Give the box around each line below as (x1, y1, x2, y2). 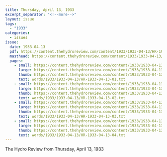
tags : (5, 21, 16, 26)
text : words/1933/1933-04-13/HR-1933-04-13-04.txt (18, 133, 126, 138)
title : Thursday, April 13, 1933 (5, 7, 75, 12)
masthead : (9, 53, 30, 59)
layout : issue (5, 16, 35, 21)
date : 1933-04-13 (9, 44, 46, 49)
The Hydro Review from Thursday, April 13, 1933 (5, 146, 104, 152)
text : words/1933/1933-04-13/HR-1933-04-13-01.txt (18, 77, 126, 82)
